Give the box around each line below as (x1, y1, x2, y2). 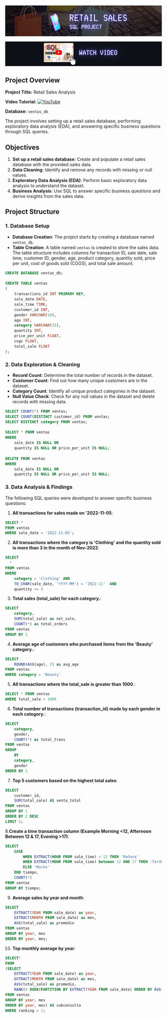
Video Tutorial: (5, 99, 37, 105)
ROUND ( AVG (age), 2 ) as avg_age (14, 662, 79, 667)
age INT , (14, 318, 32, 323)
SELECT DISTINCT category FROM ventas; (5, 419, 88, 424)
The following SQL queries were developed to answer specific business (5, 495, 152, 501)
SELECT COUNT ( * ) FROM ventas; (5, 409, 68, 414)
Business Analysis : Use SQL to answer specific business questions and (12, 188, 161, 194)
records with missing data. (12, 398, 67, 404)
